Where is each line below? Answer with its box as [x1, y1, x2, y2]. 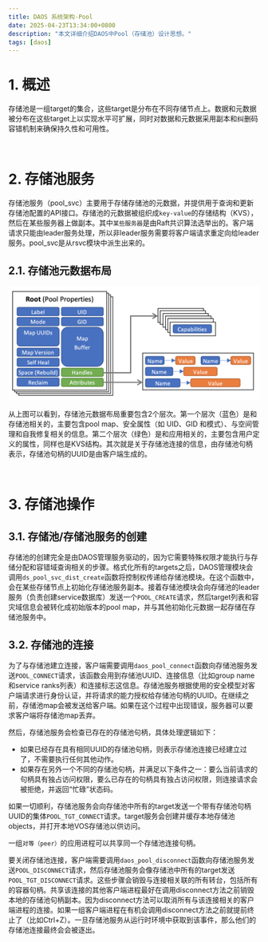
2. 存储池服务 [8, 170, 95, 188]
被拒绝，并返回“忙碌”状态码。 [19, 785, 118, 794]
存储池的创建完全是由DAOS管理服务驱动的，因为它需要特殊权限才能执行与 [8, 552, 251, 562]
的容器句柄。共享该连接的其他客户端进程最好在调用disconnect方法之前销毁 [8, 885, 255, 895]
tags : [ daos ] [8, 38, 52, 46]
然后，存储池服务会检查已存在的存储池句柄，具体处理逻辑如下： [8, 727, 218, 738]
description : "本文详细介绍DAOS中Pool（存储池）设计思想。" [8, 30, 191, 38]
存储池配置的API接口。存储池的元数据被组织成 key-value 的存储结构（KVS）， [8, 208, 258, 218]
